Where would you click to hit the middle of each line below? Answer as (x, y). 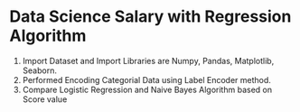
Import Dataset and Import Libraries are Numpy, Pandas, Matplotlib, (148, 61)
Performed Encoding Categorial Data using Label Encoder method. (146, 79)
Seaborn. (39, 70)
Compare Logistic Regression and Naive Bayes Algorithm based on (147, 89)
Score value (45, 99)
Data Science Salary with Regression (150, 17)
